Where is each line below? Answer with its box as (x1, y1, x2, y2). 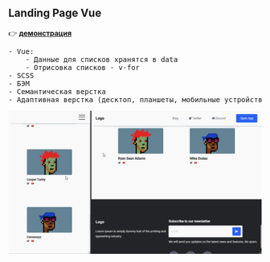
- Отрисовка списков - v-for (25, 63, 141, 72)
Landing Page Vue (8, 6, 102, 20)
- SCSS (8, 71, 35, 80)
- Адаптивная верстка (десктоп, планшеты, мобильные (8, 95, 221, 104)
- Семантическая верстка (8, 87, 106, 96)
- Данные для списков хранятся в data (25, 55, 178, 63)
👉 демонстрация (8, 28, 72, 38)
